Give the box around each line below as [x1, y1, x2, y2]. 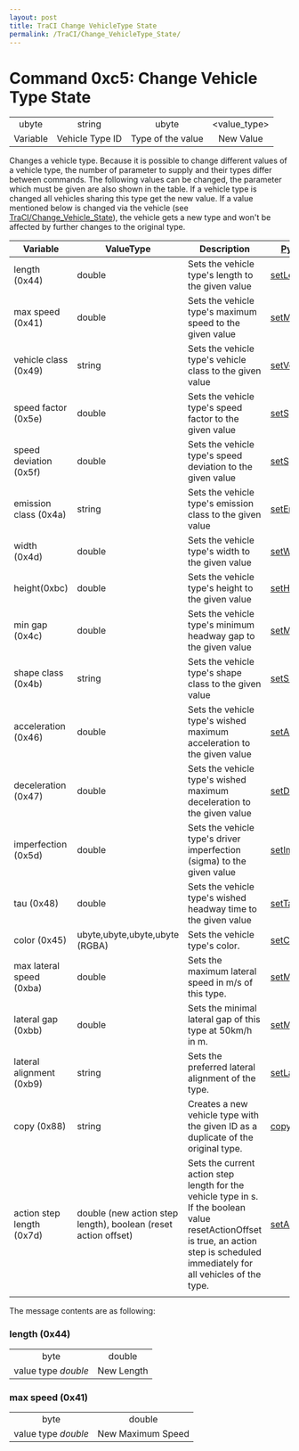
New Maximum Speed [97, 1427, 190, 1439]
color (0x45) [13, 934, 67, 947]
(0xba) [13, 982, 43, 995]
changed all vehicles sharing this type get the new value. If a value [9, 193, 254, 204]
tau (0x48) [13, 898, 60, 910]
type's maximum [187, 306, 257, 318]
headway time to [187, 903, 258, 915]
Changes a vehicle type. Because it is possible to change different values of [9, 155, 287, 166]
